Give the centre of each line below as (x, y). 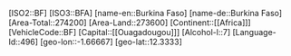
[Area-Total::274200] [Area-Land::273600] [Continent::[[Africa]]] (130, 23)
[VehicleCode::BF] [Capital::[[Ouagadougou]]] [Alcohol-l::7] (120, 32)
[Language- (255, 32)
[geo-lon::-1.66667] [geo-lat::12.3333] (111, 42)
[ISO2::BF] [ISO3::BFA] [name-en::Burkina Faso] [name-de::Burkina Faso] (145, 13)
